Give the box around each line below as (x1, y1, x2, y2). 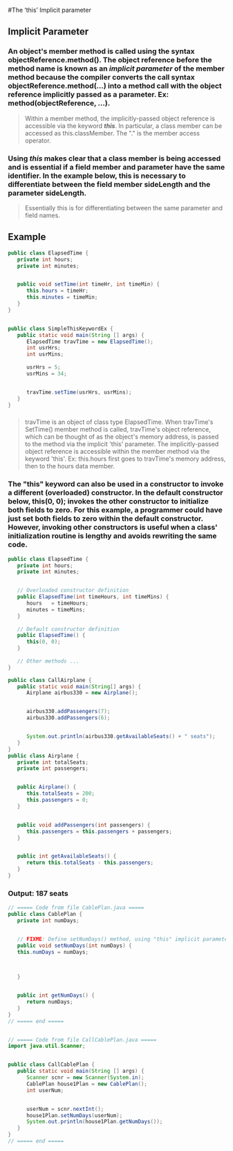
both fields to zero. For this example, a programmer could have (8, 505, 223, 515)
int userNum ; (26, 1087, 64, 1094)
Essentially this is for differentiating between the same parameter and (24, 203, 223, 212)
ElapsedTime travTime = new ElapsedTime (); (26, 338, 154, 345)
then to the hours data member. (24, 462, 115, 470)
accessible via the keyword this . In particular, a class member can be (24, 121, 223, 130)
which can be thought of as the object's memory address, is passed (24, 432, 219, 441)
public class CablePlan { (8, 911, 82, 918)
